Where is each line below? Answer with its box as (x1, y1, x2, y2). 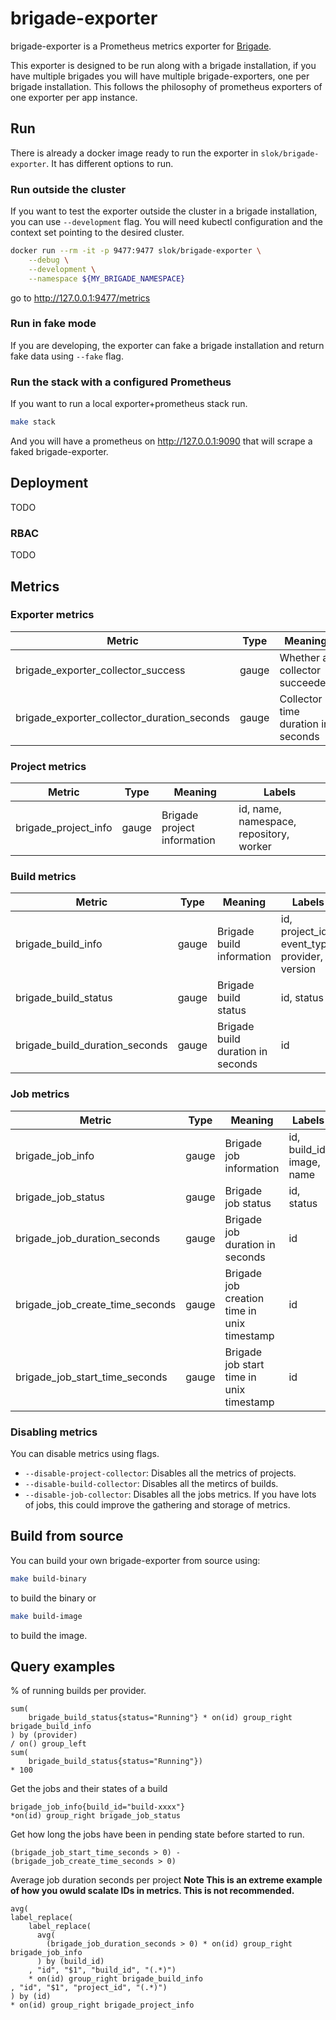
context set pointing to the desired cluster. (10, 227, 185, 239)
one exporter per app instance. (10, 91, 138, 103)
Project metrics (10, 759, 87, 773)
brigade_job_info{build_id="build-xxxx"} (10, 1802, 186, 1812)
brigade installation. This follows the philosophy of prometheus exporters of (10, 80, 323, 92)
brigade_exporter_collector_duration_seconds (15, 710, 231, 724)
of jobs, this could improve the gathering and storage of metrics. (24, 1499, 291, 1511)
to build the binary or (10, 1592, 97, 1604)
